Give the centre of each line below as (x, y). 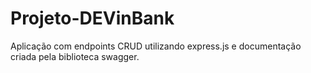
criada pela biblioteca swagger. (75, 56)
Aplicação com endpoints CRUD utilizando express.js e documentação (156, 46)
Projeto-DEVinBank (92, 18)
